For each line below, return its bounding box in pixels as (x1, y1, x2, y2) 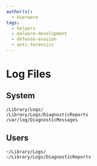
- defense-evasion (11, 36, 57, 42)
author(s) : (6, 8, 33, 15)
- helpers (11, 25, 35, 31)
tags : (6, 20, 20, 25)
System (6, 91, 35, 101)
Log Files (6, 68, 51, 81)
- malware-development (11, 31, 67, 37)
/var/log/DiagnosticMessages (6, 117, 78, 123)
